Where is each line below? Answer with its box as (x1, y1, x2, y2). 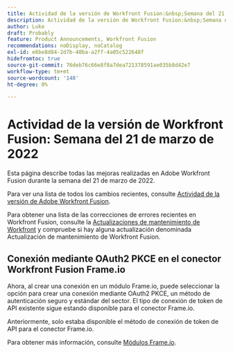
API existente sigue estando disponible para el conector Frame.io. (7, 304, 196, 312)
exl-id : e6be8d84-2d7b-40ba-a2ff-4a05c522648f (7, 49, 144, 56)
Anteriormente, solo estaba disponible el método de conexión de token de (7, 318, 219, 325)
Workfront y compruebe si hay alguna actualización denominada (7, 226, 192, 234)
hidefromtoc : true (7, 55, 60, 62)
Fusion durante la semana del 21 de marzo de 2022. (7, 176, 155, 185)
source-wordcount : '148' (7, 74, 79, 82)
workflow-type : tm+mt (7, 68, 70, 75)
